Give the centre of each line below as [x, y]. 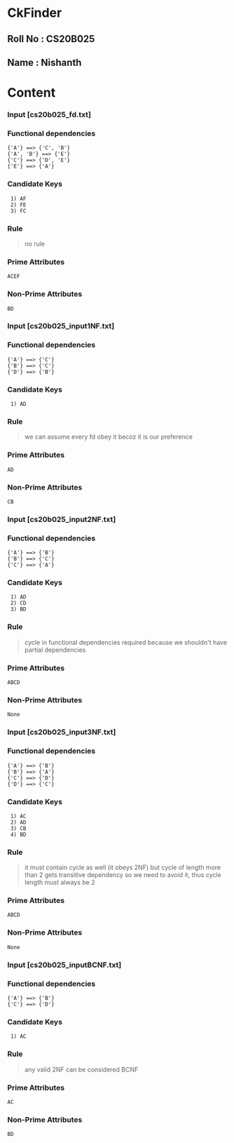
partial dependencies [55, 650]
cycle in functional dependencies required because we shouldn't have [126, 642]
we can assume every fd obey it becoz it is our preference [108, 437]
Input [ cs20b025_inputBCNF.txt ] [64, 965]
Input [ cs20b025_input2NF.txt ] [62, 519]
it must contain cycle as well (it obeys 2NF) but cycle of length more [123, 867]
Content [32, 93]
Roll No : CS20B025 [51, 39]
